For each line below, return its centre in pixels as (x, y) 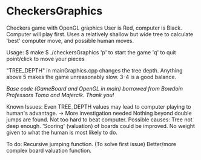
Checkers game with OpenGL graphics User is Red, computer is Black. (94, 28)
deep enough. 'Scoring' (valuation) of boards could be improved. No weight (101, 126)
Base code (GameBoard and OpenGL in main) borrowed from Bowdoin (95, 88)
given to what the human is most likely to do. (62, 132)
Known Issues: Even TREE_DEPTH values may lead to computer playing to (99, 106)
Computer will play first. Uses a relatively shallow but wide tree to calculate (100, 34)
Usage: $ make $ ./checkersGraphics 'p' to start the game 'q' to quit (91, 52)
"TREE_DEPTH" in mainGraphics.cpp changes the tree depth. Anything (94, 70)
